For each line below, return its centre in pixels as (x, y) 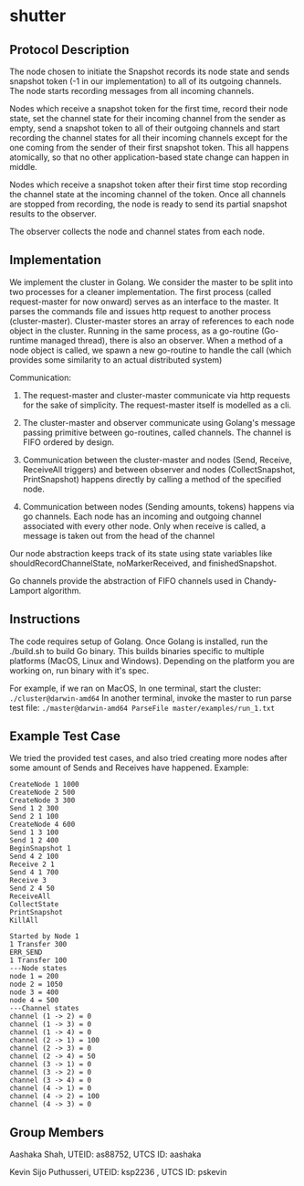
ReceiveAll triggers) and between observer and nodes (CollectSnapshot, (159, 469)
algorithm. (63, 590)
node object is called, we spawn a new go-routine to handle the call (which (151, 350)
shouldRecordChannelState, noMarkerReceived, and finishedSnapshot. (143, 563)
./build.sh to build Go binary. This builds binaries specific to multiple (137, 651)
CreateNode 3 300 (42, 800)
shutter (38, 16)
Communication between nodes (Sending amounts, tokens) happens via (158, 506)
